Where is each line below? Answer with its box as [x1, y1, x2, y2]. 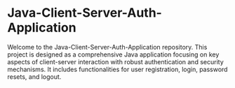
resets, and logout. [7, 72, 62, 81]
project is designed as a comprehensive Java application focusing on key [7, 50, 220, 59]
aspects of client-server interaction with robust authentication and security [7, 57, 224, 66]
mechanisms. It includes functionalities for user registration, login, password [7, 65, 228, 73]
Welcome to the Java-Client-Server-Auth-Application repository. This [7, 43, 208, 51]
